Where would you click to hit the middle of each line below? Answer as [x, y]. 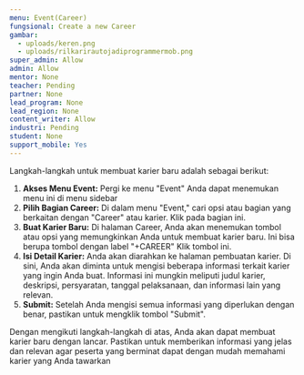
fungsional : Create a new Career [73, 26]
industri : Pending [44, 128]
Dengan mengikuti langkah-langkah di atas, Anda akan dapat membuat [142, 331]
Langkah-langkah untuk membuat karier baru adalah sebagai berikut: [139, 170]
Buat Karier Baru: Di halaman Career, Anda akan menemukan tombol [152, 227]
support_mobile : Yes [49, 145]
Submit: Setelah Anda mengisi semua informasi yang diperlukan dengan [158, 304]
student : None [36, 137]
